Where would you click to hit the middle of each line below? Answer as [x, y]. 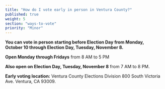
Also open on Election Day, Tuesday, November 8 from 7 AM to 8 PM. [78, 67]
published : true [22, 14]
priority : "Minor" [24, 28]
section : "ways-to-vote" [31, 23]
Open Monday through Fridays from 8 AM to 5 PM [57, 57]
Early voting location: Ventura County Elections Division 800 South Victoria [83, 76]
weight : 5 [15, 19]
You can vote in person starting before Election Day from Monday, [75, 42]
